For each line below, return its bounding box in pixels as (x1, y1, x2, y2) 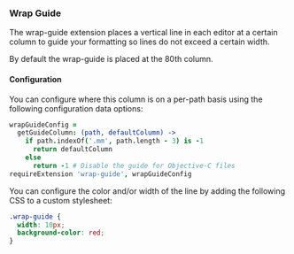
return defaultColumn (32, 145, 113, 154)
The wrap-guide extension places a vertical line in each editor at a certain (9, 27, 278, 38)
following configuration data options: (9, 103, 143, 113)
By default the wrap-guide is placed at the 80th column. (9, 54, 214, 65)
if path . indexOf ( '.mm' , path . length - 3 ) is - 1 (25, 136, 204, 146)
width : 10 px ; (17, 220, 66, 229)
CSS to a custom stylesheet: (9, 195, 112, 205)
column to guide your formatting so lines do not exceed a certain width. (9, 36, 270, 47)
